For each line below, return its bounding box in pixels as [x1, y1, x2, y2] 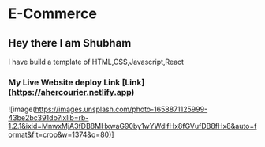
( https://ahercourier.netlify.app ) [8, 86, 135, 97]
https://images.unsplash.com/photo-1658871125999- [35, 104, 208, 115]
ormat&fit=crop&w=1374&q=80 [8, 130, 110, 139]
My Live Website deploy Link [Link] [8, 77, 145, 88]
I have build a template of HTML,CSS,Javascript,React [8, 57, 184, 66]
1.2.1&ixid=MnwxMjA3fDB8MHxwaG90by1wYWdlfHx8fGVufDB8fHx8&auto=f [8, 122, 257, 131]
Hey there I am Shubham [8, 36, 132, 50]
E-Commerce [8, 5, 97, 23]
